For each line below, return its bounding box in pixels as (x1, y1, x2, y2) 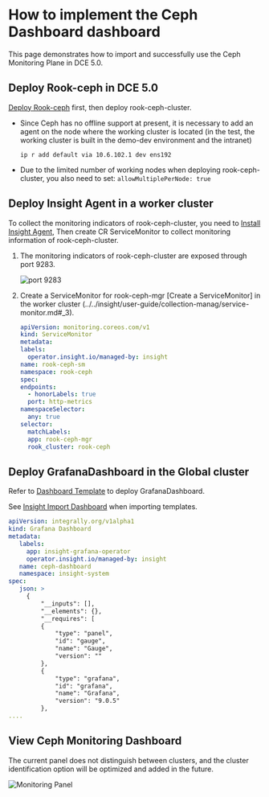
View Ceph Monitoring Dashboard (8, 734, 182, 748)
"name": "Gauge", (55, 645, 113, 653)
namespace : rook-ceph (19, 368, 92, 376)
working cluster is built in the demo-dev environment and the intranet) (19, 135, 252, 145)
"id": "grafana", (55, 682, 113, 690)
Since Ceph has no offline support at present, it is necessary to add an (19, 118, 254, 128)
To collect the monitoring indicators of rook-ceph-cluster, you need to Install (8, 218, 261, 228)
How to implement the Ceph (8, 6, 198, 24)
